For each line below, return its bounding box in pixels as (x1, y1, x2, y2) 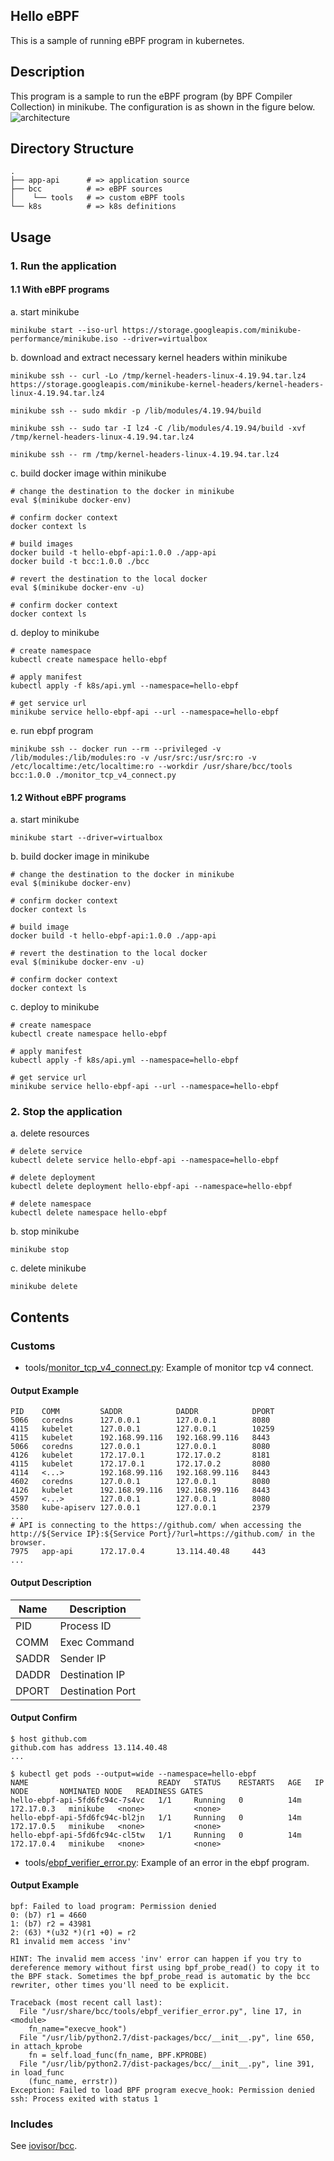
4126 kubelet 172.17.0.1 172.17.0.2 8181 (10, 1450, 271, 1461)
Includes (10, 2117, 54, 2131)
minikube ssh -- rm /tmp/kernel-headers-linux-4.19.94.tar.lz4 (10, 449, 280, 459)
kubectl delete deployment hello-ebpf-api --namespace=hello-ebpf (10, 1182, 293, 1192)
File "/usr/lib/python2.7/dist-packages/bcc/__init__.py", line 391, (19, 2059, 315, 2069)
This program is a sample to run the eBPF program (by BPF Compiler (10, 90, 293, 102)
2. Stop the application (10, 1105, 123, 1119)
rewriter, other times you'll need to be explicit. (10, 1980, 230, 1990)
